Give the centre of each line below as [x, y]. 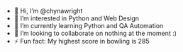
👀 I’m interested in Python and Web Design [77, 18]
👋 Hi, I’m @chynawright [48, 11]
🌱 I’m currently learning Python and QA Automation [89, 26]
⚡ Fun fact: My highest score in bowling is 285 [82, 41]
